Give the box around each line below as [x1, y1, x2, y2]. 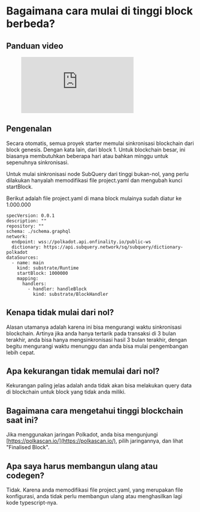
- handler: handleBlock [28, 286, 87, 292]
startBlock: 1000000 [17, 270, 68, 276]
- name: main [11, 259, 44, 266]
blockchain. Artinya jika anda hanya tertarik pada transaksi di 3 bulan [6, 329, 177, 337]
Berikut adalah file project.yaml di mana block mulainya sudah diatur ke [6, 195, 182, 202]
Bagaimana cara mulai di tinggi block [6, 4, 193, 18]
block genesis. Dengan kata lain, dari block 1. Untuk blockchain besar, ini [6, 146, 186, 153]
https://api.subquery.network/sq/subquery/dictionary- [44, 244, 184, 250]
